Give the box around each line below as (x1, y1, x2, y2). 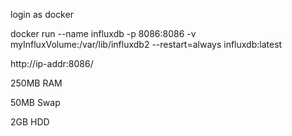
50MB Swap (10, 97, 61, 108)
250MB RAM (10, 77, 63, 89)
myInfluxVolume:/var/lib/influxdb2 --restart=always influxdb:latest (10, 39, 283, 50)
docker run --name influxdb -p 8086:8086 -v (10, 28, 197, 39)
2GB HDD (10, 116, 50, 128)
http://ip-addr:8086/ (10, 58, 94, 69)
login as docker (10, 9, 74, 20)
